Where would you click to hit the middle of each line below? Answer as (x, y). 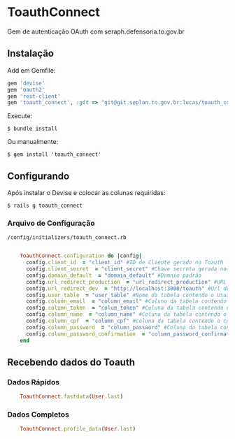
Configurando (38, 176)
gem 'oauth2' (26, 89)
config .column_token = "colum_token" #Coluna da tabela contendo (124, 308)
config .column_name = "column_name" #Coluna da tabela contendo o (126, 315)
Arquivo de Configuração (51, 223)
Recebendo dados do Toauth (71, 362)
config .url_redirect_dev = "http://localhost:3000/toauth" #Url (123, 288)
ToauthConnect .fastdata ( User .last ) (72, 397)
